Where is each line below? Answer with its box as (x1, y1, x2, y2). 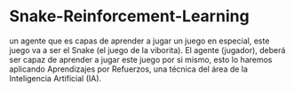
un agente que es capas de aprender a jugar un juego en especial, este (9, 35, 270, 46)
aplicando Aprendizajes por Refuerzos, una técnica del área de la (9, 64, 249, 74)
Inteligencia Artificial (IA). (9, 73, 102, 83)
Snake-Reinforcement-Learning (9, 6, 250, 27)
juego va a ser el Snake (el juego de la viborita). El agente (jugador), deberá (9, 44, 286, 55)
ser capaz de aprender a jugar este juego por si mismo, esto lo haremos (9, 54, 273, 65)
